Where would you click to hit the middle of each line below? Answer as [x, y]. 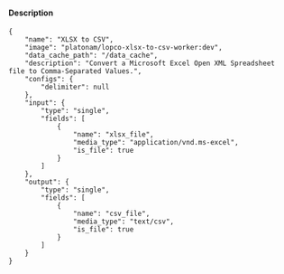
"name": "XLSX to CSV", [69, 40]
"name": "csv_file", [111, 214]
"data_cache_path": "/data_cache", [92, 56]
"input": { [45, 103]
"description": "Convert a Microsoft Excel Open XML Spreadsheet [150, 63]
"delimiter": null [75, 87]
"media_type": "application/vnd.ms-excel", [156, 143]
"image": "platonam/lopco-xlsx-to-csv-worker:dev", [124, 48]
